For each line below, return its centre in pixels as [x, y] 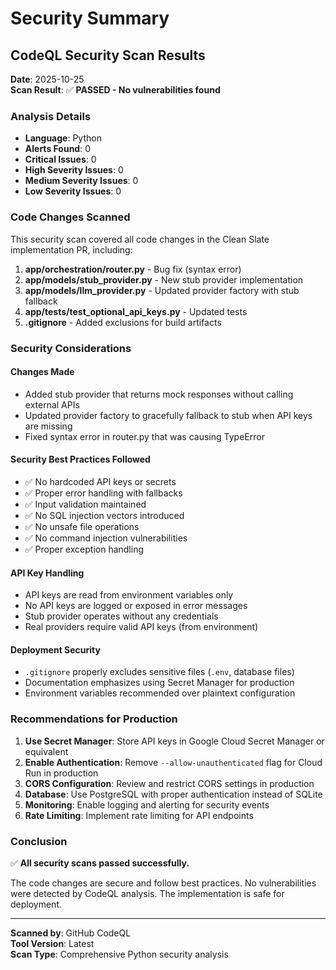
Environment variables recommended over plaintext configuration [160, 693]
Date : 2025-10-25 [47, 79]
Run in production [61, 773]
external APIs [52, 404]
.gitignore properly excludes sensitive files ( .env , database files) [159, 672]
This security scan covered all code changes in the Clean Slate [140, 239]
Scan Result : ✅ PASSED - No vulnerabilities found [115, 90]
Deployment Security [55, 649]
